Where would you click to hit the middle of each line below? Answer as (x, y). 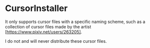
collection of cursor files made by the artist (48, 26)
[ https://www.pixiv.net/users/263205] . (44, 32)
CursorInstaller (37, 8)
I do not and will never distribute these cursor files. (56, 41)
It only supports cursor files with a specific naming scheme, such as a (75, 22)
